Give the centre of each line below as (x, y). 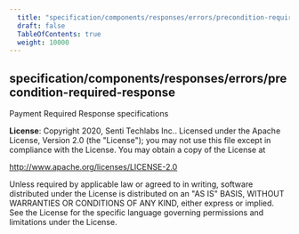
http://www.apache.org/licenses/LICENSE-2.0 (93, 167)
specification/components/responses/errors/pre (148, 78)
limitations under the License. (63, 222)
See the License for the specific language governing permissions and (137, 213)
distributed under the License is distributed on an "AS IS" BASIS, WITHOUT (147, 194)
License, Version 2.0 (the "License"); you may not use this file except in (140, 141)
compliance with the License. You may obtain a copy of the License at (137, 150)
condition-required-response (93, 92)
